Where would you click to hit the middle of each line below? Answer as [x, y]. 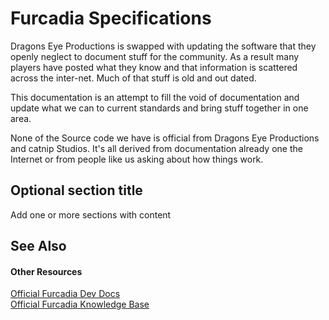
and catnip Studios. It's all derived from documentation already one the [156, 148]
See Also [38, 246]
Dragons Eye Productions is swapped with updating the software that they [163, 46]
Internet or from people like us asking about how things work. [137, 159]
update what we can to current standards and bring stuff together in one [159, 108]
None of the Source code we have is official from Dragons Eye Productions [165, 138]
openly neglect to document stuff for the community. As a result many [155, 56]
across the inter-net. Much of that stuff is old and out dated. [133, 78]
